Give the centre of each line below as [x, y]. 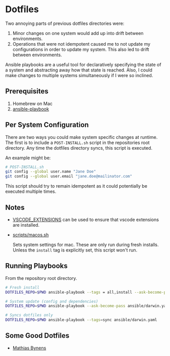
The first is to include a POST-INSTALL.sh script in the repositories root [78, 143]
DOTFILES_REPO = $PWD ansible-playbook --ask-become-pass [65, 306]
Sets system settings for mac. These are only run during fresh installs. [86, 245]
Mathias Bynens [29, 348]
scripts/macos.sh [31, 235]
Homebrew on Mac [33, 103]
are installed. [26, 225]
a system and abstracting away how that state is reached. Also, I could [79, 70]
